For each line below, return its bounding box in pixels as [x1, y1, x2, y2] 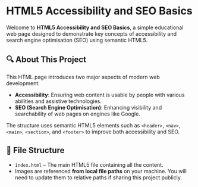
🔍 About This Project [6, 55, 87, 65]
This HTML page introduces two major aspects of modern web [6, 73, 160, 80]
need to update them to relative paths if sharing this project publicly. [14, 174, 183, 181]
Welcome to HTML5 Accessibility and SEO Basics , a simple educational [6, 24, 184, 31]
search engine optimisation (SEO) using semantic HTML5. [6, 36, 147, 43]
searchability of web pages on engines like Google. [14, 110, 141, 117]
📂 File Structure [6, 145, 65, 155]
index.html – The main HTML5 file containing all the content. [14, 161, 164, 168]
